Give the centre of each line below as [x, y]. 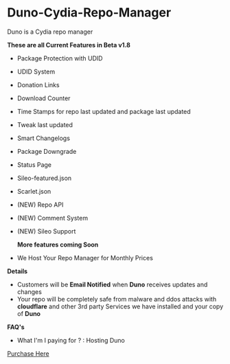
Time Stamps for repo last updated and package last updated [104, 111]
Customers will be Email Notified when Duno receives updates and [112, 284]
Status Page [34, 164]
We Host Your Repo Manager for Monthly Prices [85, 258]
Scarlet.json [34, 191]
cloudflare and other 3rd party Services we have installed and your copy [120, 306]
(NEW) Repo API [40, 205]
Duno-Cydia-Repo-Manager [89, 13]
